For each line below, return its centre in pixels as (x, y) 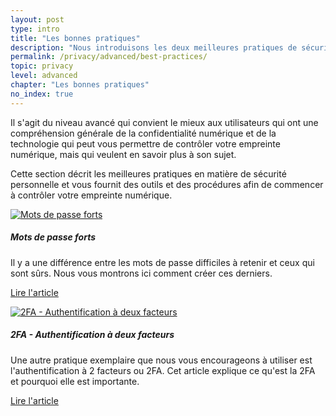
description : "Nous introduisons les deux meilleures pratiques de (154, 47)
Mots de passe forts (53, 237)
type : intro (35, 29)
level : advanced (44, 76)
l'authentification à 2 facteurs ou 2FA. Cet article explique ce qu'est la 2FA (163, 370)
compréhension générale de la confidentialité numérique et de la (143, 133)
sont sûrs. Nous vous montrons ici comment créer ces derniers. (141, 273)
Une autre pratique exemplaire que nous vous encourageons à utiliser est (161, 360)
